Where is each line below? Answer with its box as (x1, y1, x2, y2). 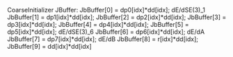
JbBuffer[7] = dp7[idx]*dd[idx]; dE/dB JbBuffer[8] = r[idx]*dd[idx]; (7, 35, 198, 43)
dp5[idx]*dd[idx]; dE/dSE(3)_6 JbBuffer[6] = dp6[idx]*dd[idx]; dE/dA (7, 27, 205, 36)
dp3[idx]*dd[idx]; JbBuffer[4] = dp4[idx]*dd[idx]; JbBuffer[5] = (7, 21, 189, 28)
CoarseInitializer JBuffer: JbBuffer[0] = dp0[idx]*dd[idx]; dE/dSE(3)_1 (7, 6, 205, 14)
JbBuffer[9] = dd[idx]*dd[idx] (7, 43, 92, 50)
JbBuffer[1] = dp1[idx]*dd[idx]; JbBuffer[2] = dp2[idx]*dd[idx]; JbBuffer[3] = (7, 13, 227, 21)
